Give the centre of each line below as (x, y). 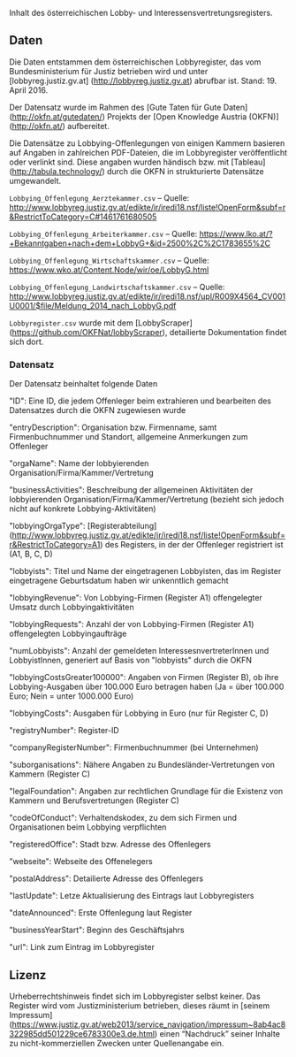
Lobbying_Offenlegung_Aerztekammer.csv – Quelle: (99, 197)
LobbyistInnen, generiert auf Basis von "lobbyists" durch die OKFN (131, 660)
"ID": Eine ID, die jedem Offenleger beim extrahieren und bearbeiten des (140, 401)
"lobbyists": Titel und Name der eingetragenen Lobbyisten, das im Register (145, 571)
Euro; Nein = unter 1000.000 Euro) (72, 696)
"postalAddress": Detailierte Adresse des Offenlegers (106, 878)
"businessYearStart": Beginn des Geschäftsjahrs (97, 930)
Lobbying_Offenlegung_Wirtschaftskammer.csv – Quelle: (109, 260)
